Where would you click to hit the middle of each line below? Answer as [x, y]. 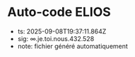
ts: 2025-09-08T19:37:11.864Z [62, 31]
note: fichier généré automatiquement [73, 46]
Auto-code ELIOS [59, 12]
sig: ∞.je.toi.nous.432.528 [56, 38]
